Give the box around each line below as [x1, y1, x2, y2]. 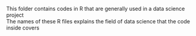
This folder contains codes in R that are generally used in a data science [6, 5, 185, 12]
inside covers [6, 24, 40, 31]
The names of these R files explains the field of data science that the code [6, 18, 191, 25]
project [6, 11, 24, 19]
